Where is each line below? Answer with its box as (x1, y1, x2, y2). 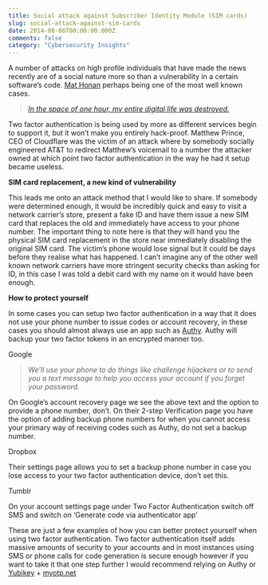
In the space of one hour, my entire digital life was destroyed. (27, 105, 230, 114)
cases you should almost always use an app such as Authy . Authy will (8, 326, 238, 335)
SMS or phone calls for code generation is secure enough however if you (8, 551, 249, 561)
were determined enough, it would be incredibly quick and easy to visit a (8, 201, 247, 211)
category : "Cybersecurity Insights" (8, 42, 130, 49)
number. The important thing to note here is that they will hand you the (8, 227, 240, 236)
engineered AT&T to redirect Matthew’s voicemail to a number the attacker (8, 145, 253, 155)
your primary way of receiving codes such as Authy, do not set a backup (8, 423, 247, 433)
